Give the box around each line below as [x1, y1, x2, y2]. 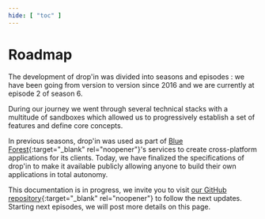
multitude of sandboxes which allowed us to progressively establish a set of [8, 112, 256, 122]
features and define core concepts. [8, 120, 123, 130]
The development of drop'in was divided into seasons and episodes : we [8, 72, 245, 81]
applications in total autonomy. [8, 169, 108, 179]
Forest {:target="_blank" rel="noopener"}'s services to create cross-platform [8, 144, 257, 154]
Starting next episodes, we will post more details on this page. [8, 202, 211, 211]
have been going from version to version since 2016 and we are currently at [8, 80, 255, 89]
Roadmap [8, 45, 73, 63]
